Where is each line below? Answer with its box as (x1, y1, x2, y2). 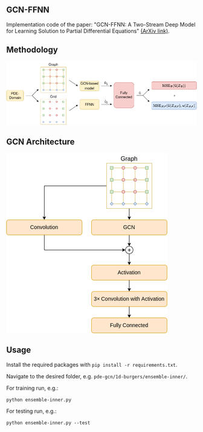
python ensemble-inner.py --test (6, 419, 91, 426)
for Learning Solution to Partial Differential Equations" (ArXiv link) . (6, 27, 170, 34)
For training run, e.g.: (6, 384, 59, 392)
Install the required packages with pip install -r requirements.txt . (6, 361, 178, 368)
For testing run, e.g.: (6, 407, 57, 415)
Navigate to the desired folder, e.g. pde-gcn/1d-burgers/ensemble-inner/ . (6, 372, 188, 380)
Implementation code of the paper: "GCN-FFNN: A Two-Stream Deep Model (6, 21, 196, 28)
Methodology (6, 45, 59, 55)
